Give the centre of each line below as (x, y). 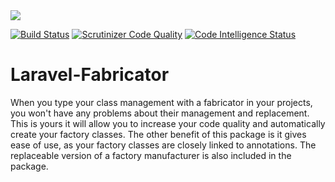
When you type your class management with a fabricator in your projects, (161, 102)
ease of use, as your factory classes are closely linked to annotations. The (163, 145)
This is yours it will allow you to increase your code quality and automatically (168, 123)
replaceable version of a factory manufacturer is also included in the (151, 155)
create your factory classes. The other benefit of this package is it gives (158, 134)
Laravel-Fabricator (90, 75)
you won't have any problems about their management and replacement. (160, 113)
